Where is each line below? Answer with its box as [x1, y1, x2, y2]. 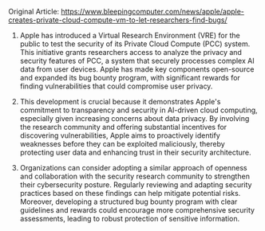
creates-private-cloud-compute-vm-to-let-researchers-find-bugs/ [8, 15, 227, 25]
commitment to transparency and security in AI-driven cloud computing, [19, 105, 258, 115]
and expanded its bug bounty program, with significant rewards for [19, 73, 241, 82]
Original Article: [8, 7, 60, 16]
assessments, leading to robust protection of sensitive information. [19, 214, 240, 223]
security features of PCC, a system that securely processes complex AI [19, 56, 255, 65]
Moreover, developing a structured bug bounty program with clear [19, 197, 238, 206]
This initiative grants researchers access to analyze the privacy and [19, 48, 242, 57]
